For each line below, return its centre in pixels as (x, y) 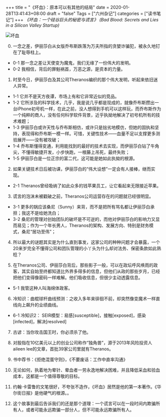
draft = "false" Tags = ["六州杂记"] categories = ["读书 (102, 13)
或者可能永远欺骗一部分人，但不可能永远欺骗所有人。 (80, 410)
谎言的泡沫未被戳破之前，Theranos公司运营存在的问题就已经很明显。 (83, 196)
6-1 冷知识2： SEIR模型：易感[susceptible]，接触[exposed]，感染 (79, 315)
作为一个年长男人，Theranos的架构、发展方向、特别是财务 (90, 225)
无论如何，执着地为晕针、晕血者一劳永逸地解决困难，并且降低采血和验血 (86, 370)
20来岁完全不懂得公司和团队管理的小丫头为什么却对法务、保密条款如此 (85, 248)
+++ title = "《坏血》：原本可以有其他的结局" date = (58, 7)
